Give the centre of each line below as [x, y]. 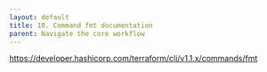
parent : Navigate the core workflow [77, 33]
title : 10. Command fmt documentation [81, 25]
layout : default [39, 17]
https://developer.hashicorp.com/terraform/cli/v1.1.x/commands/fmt [133, 59]
